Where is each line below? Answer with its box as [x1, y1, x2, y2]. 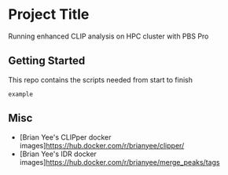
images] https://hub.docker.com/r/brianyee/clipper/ [19, 140, 185, 150]
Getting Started [8, 54, 86, 67]
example [8, 90, 34, 98]
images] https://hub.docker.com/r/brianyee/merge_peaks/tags [19, 157, 220, 166]
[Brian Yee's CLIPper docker [19, 132, 112, 142]
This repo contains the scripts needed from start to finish [8, 75, 193, 84]
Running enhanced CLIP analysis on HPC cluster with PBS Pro [8, 31, 209, 41]
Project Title [8, 5, 90, 24]
